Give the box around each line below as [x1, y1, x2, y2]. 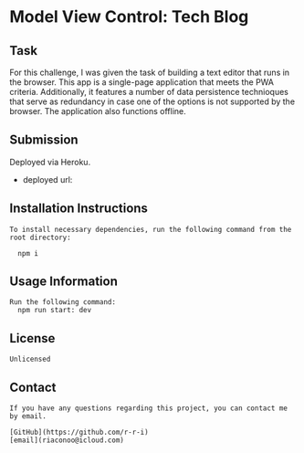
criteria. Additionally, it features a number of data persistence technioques [9, 87, 289, 97]
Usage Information [9, 274, 119, 290]
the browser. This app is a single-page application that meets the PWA [9, 77, 274, 88]
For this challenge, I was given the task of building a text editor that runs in [9, 67, 290, 78]
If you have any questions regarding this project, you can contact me [9, 404, 288, 413]
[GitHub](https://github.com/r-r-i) [9, 427, 149, 437]
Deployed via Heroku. [9, 156, 91, 167]
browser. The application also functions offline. [9, 106, 187, 116]
